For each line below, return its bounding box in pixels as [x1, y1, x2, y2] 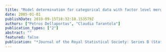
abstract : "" [5, 30, 32, 35]
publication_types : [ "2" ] [5, 26, 58, 31]
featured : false [5, 35, 39, 40]
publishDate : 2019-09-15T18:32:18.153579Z [5, 16, 94, 21]
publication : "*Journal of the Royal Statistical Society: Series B [5, 40, 149, 45]
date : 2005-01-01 [5, 12, 41, 17]
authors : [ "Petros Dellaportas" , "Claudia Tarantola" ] [5, 21, 121, 26]
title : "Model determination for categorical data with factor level [5, 7, 152, 12]
